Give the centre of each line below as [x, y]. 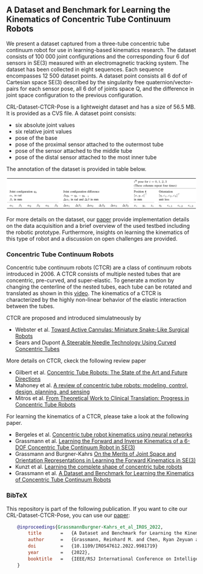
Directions [28, 379]
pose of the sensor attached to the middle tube [74, 150]
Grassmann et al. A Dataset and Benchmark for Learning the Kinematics [105, 473]
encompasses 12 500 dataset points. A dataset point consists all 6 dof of [97, 76]
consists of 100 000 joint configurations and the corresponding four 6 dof [98, 56]
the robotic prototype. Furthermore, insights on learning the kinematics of [98, 232]
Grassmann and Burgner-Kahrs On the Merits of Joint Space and [95, 454]
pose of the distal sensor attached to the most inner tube [86, 157]
